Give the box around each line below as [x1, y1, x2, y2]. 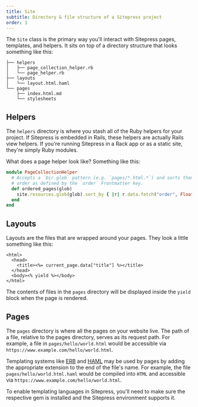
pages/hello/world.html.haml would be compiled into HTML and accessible [6, 370, 186, 377]
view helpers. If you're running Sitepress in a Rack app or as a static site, [6, 140, 183, 148]
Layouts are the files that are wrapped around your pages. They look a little [6, 235, 189, 242]
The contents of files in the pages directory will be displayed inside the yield [6, 288, 191, 295]
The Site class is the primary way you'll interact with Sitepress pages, [6, 36, 176, 43]
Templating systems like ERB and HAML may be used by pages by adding [6, 357, 185, 364]
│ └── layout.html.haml [6, 80, 70, 86]
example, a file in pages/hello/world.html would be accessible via [6, 340, 167, 347]
